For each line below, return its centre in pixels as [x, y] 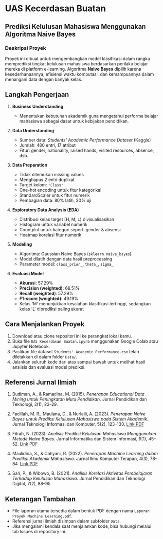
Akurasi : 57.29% [36, 283]
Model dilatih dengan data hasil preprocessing [66, 259]
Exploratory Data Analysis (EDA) [45, 210]
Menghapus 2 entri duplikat [47, 180]
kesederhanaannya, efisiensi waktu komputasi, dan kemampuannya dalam [80, 74]
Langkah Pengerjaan [37, 95]
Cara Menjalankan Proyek [45, 324]
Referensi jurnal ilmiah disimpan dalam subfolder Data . [66, 521]
